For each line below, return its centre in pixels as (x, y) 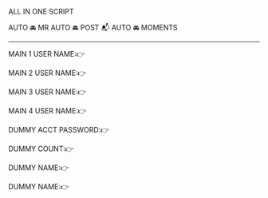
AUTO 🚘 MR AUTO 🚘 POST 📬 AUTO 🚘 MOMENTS (93, 28)
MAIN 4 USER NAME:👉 (47, 111)
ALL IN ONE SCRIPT (41, 12)
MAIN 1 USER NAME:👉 (47, 54)
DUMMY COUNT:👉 (41, 148)
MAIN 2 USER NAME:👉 (47, 73)
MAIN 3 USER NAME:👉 (47, 92)
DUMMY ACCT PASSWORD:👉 (59, 130)
